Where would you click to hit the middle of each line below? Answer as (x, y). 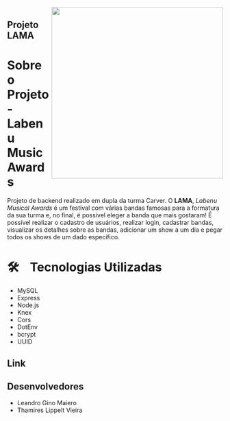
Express (28, 298)
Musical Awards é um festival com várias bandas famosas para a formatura (114, 208)
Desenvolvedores (46, 387)
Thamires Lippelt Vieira (50, 410)
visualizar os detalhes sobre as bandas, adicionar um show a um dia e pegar (115, 230)
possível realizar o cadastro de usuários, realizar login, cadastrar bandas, (111, 223)
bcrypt (26, 335)
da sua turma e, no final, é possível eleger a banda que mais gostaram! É (110, 215)
